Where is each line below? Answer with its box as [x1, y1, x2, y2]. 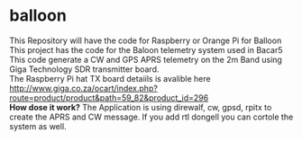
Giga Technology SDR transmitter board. [9, 64, 160, 75]
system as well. [9, 120, 67, 131]
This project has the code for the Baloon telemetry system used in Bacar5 [9, 44, 283, 55]
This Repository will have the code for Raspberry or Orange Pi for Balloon [9, 35, 282, 46]
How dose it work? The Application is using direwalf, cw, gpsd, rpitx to [9, 101, 272, 112]
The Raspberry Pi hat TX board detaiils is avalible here [9, 73, 211, 84]
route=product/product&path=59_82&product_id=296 [9, 92, 209, 103]
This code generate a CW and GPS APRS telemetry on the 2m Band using [9, 54, 282, 65]
